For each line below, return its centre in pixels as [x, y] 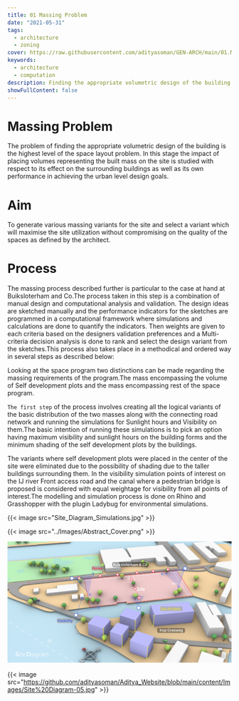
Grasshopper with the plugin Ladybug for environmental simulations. [108, 504]
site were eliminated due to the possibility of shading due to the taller [108, 466]
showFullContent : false [43, 90]
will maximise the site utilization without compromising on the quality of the [117, 232]
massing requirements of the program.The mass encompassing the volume [117, 378]
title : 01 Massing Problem [47, 15]
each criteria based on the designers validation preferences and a [104, 334]
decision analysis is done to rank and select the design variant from [128, 341]
